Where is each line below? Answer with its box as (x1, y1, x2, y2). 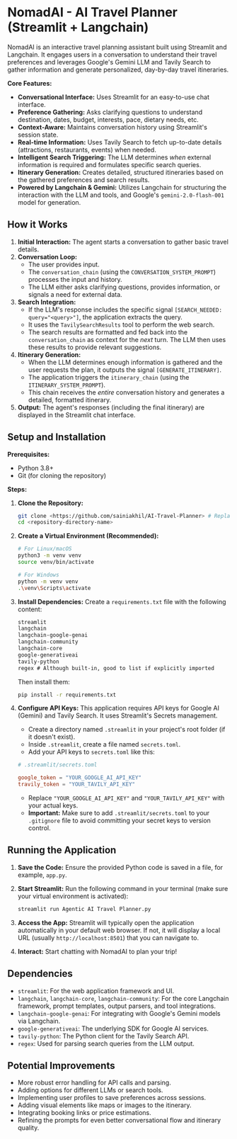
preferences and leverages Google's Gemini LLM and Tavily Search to (7, 57, 211, 66)
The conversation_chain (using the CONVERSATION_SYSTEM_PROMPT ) (28, 267, 216, 276)
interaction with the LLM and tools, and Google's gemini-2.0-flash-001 (17, 191, 224, 199)
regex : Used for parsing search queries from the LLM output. (17, 1039, 195, 1048)
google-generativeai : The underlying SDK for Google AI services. (17, 1024, 209, 1033)
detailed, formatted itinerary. (28, 395, 112, 404)
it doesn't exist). (28, 732, 76, 741)
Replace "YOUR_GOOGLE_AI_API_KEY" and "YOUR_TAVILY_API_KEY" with (28, 794, 225, 803)
